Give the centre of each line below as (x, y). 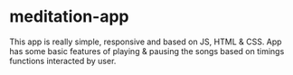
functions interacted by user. (63, 61)
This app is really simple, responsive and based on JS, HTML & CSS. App (146, 42)
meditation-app (69, 17)
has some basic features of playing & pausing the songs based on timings (147, 51)
